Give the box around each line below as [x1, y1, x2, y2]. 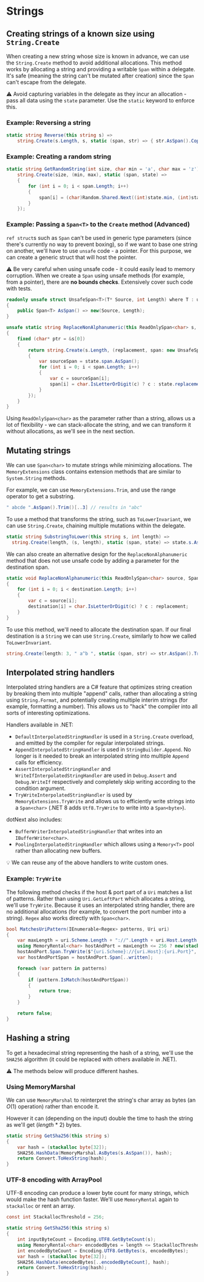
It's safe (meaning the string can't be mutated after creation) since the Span [6, 72, 194, 79]
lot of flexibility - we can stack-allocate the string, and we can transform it [6, 421, 191, 429]
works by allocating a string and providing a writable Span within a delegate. [6, 66, 195, 72]
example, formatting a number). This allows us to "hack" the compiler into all [6, 703, 198, 710]
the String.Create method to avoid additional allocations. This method [6, 59, 182, 66]
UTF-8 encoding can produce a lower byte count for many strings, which [6, 1189, 189, 1197]
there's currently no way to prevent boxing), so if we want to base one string [6, 241, 198, 248]
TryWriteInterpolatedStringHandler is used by [15, 791, 132, 798]
